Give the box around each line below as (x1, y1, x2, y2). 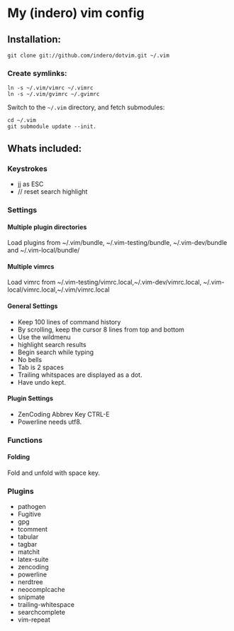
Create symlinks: (7, 68, 67, 78)
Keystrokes (7, 163, 48, 173)
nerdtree (17, 578, 43, 586)
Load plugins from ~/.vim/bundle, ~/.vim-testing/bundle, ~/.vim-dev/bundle (7, 238, 228, 247)
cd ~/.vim (7, 117, 37, 124)
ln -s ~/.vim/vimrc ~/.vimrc (7, 84, 94, 92)
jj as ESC (17, 180, 44, 188)
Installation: (7, 33, 62, 45)
